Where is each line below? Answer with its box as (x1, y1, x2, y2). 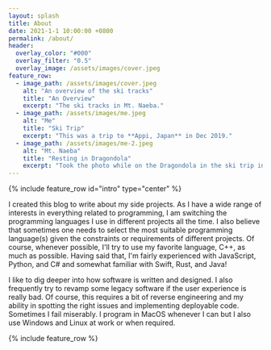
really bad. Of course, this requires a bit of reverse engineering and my (8, 292, 244, 302)
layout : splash (8, 11, 60, 20)
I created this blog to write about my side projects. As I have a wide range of (8, 199, 262, 210)
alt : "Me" (23, 117, 56, 125)
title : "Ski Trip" (23, 124, 85, 132)
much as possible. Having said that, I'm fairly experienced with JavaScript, (8, 251, 256, 260)
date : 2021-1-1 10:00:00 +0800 (8, 27, 114, 35)
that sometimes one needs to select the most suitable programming (8, 225, 233, 235)
